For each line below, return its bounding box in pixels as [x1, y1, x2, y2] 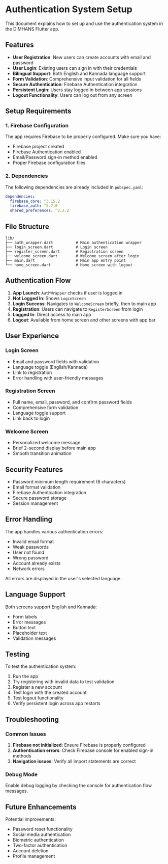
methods [12, 753, 31, 759]
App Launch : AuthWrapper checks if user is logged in [12, 289, 123, 296]
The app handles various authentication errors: [5, 528, 104, 534]
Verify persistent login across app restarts [12, 700, 100, 707]
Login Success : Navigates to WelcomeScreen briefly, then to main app [12, 301, 156, 307]
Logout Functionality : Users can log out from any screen [12, 92, 132, 98]
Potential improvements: [5, 816, 56, 822]
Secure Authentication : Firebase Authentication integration [12, 81, 138, 87]
